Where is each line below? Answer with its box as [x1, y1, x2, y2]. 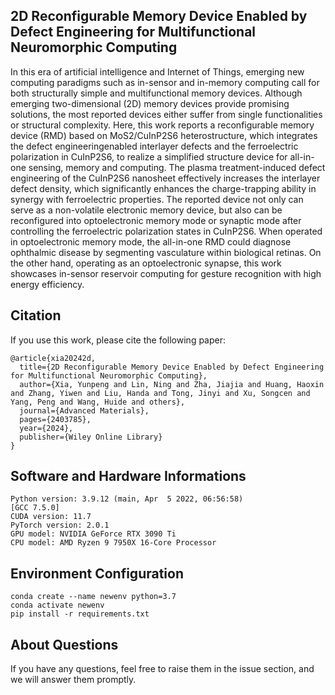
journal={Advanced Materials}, [19, 405, 150, 416]
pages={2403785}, [19, 414, 92, 424]
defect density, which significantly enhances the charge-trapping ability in [10, 182, 317, 194]
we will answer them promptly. [10, 674, 137, 686]
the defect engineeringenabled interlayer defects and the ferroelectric [10, 140, 299, 152]
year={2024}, [19, 423, 74, 433]
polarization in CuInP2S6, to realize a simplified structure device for [10, 150, 288, 163]
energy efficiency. [10, 278, 85, 290]
